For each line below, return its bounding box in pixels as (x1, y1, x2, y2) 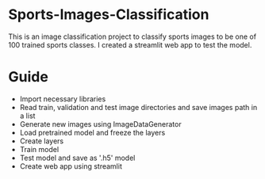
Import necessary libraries (19, 93, 106, 104)
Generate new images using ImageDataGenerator (19, 119, 182, 128)
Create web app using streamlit (19, 161, 123, 171)
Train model (19, 144, 60, 154)
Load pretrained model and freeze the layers (19, 128, 166, 137)
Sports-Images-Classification (8, 6, 209, 24)
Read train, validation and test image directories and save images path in (19, 102, 258, 112)
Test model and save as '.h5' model (19, 153, 136, 162)
